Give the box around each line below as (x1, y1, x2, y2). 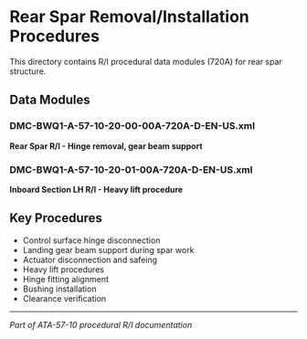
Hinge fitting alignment (22, 273, 110, 284)
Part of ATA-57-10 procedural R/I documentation (9, 319, 193, 330)
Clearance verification (22, 292, 107, 303)
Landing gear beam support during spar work (22, 244, 195, 255)
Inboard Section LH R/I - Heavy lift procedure (9, 184, 184, 195)
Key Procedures (9, 210, 103, 226)
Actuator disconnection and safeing (22, 254, 158, 265)
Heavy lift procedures (22, 263, 105, 275)
